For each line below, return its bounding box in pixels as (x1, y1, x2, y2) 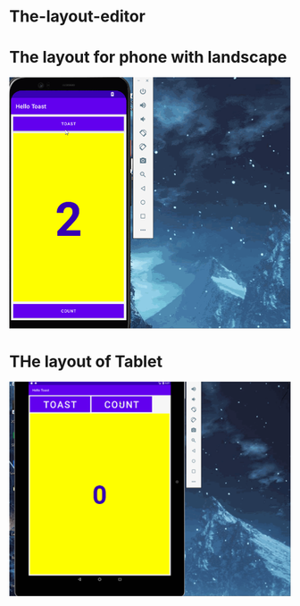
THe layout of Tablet (9, 351, 163, 372)
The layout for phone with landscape (9, 47, 287, 68)
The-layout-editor (9, 6, 146, 27)
